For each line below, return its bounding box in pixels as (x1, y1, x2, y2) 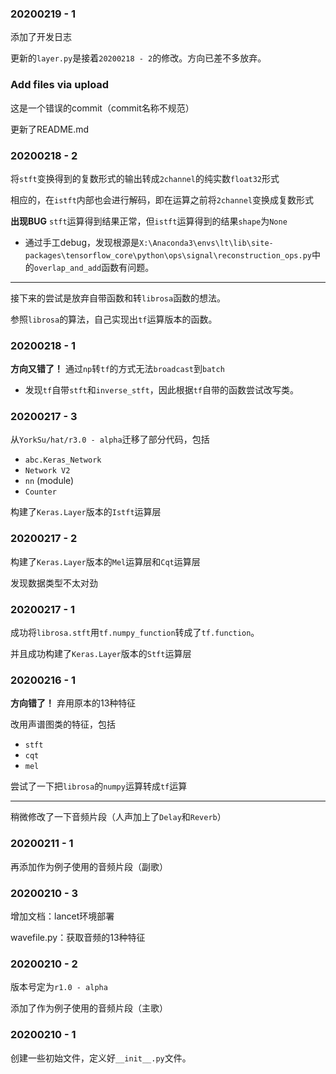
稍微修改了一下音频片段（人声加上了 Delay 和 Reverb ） (10, 811, 227, 823)
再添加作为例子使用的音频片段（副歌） (10, 860, 168, 872)
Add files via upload (10, 78, 110, 92)
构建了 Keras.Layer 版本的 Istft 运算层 (10, 506, 162, 518)
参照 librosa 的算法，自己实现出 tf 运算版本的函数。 (10, 313, 218, 325)
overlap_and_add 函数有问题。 (33, 261, 155, 273)
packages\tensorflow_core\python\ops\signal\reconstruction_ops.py (24, 250, 312, 261)
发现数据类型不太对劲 (10, 577, 98, 589)
